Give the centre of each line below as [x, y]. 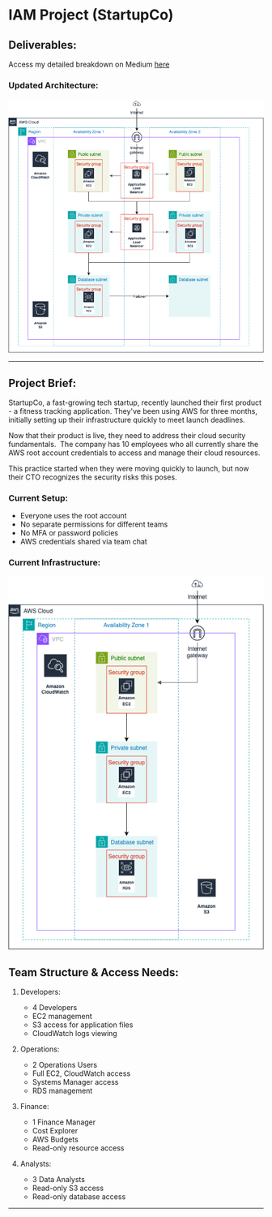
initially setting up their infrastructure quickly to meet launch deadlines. [127, 419]
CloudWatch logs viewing [74, 1034]
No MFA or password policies [69, 533]
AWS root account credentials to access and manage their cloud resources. [134, 453]
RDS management [62, 1091]
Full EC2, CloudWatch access [81, 1073]
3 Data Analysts [58, 1180]
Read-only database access [79, 1197]
